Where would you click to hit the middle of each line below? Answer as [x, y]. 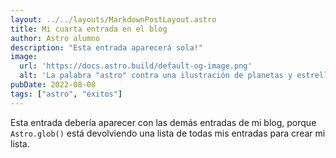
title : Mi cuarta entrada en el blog [89, 29]
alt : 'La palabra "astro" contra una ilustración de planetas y [156, 76]
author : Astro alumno [55, 38]
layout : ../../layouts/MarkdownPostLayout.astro [113, 19]
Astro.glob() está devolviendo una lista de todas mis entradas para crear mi [168, 133]
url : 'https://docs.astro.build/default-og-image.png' [136, 66]
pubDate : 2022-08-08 [53, 85]
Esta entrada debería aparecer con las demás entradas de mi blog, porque [163, 122]
